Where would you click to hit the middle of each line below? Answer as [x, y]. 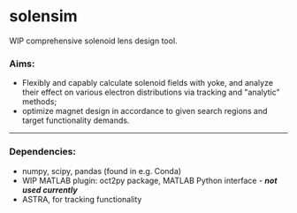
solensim [43, 16]
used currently [49, 190]
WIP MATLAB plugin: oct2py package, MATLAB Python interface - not [149, 180]
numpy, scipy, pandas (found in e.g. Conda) [102, 171]
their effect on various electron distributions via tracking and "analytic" [151, 92]
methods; [39, 102]
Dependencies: [43, 152]
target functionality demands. [76, 120]
